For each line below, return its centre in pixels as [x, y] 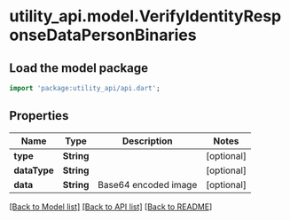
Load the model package [79, 68]
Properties [39, 116]
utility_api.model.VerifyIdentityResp [145, 16]
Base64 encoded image [147, 185]
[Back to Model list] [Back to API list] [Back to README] [111, 207]
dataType [34, 170]
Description [148, 141]
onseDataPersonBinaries [103, 35]
